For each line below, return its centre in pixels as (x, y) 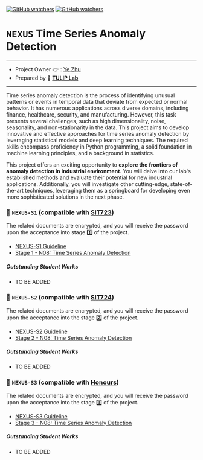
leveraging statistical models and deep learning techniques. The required (97, 140)
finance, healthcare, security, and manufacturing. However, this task (91, 114)
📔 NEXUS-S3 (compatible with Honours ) (63, 382)
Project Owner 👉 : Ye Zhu (48, 69)
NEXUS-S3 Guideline (41, 416)
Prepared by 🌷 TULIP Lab (47, 78)
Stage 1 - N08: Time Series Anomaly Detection (73, 253)
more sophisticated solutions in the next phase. (65, 197)
